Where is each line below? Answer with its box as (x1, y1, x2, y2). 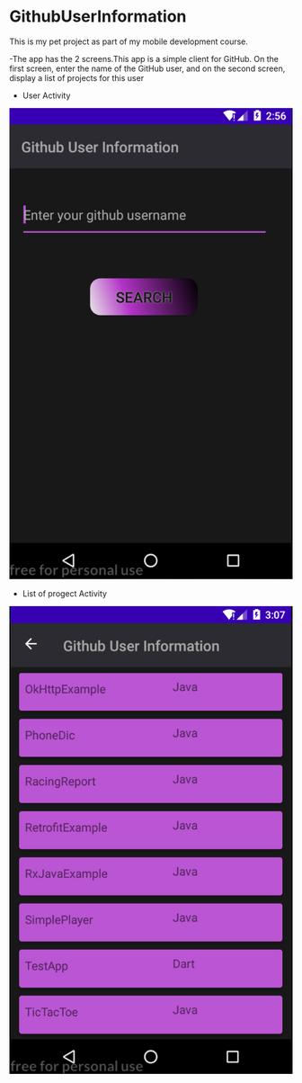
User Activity (22, 90, 71, 101)
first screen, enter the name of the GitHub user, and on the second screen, (9, 63, 286, 74)
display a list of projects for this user (9, 72, 145, 83)
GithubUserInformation (9, 6, 187, 27)
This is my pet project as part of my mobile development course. (9, 36, 249, 47)
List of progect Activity (22, 588, 108, 599)
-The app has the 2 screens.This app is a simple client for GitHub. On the (9, 53, 279, 64)
